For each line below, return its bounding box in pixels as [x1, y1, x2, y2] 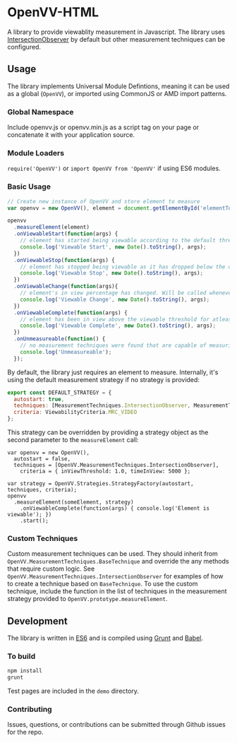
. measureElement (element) [13, 224, 90, 231]
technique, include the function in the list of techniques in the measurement [7, 587, 227, 595]
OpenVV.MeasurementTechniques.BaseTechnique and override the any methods [7, 557, 229, 566]
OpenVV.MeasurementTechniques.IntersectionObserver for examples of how [7, 572, 224, 581]
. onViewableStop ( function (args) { [13, 256, 115, 263]
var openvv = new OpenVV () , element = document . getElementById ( [7, 204, 200, 212]
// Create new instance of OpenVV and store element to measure [7, 198, 200, 205]
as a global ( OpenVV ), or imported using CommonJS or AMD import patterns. [7, 89, 227, 97]
